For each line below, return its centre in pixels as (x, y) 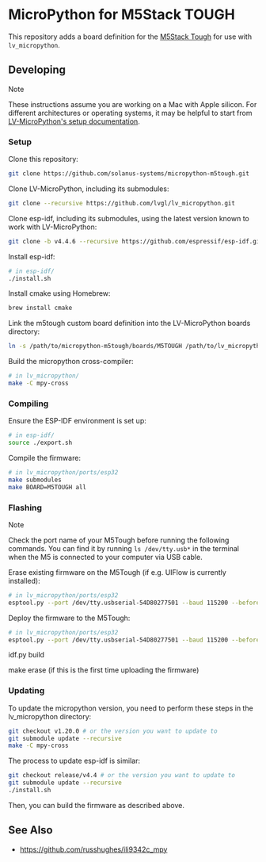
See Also (30, 830)
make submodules (35, 480)
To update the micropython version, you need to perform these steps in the (131, 708)
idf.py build (27, 655)
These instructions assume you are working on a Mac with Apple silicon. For (133, 104)
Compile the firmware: (45, 458)
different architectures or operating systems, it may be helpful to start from (130, 113)
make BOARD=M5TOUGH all (47, 487)
